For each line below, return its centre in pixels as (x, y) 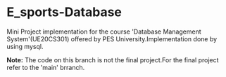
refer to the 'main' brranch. (46, 67)
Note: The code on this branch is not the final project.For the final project (113, 59)
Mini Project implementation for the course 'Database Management (104, 31)
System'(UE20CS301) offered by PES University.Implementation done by (112, 38)
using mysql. (25, 46)
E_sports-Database (64, 12)
